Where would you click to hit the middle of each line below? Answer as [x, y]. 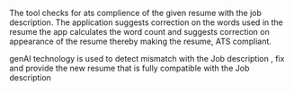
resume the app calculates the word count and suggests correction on [139, 32]
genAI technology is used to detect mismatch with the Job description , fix [147, 59]
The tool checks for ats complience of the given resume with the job [136, 13]
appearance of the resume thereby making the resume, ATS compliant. [141, 41]
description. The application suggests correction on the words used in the [146, 22]
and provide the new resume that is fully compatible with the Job [129, 68]
